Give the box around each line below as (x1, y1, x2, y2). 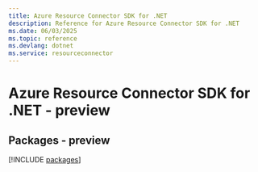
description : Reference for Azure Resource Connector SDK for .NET (8, 19, 240, 27)
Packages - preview (8, 133, 110, 147)
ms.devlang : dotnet (8, 42, 74, 50)
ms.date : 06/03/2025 (8, 27, 78, 35)
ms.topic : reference (8, 34, 78, 43)
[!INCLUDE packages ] (8, 155, 81, 164)
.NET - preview (8, 102, 110, 120)
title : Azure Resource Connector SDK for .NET (8, 11, 168, 20)
